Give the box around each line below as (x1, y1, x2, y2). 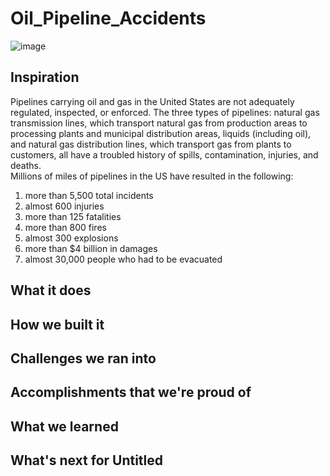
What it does (10, 282, 92, 299)
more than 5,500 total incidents (24, 189, 154, 201)
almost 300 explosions (24, 232, 119, 244)
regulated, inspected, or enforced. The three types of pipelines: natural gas (10, 106, 320, 118)
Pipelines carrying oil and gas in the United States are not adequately (10, 95, 295, 107)
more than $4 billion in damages (24, 242, 158, 254)
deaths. (10, 159, 42, 171)
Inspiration (10, 69, 80, 86)
